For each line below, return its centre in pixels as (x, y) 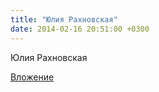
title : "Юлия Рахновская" (64, 19)
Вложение (32, 77)
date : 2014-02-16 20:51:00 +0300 (80, 29)
